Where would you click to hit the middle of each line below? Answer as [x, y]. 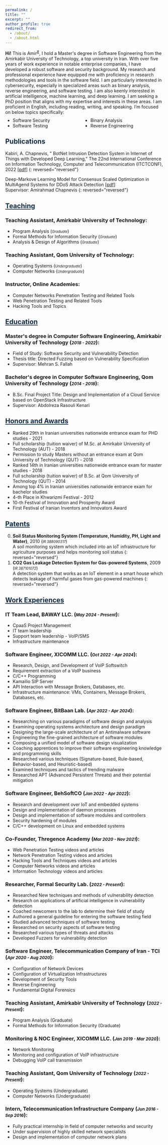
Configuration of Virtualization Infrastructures [60, 974]
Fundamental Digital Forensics [44, 990]
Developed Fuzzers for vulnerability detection [60, 938]
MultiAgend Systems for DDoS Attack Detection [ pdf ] [60, 185]
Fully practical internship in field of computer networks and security [83, 1126]
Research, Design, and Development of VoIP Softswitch [70, 665]
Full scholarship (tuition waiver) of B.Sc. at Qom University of [76, 476]
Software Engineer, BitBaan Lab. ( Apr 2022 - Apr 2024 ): [70, 711]
